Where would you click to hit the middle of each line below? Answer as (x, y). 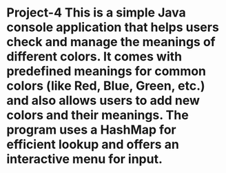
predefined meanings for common (106, 71)
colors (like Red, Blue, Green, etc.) (106, 86)
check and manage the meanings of (111, 42)
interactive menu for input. (85, 159)
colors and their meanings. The (97, 115)
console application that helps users (113, 27)
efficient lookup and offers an (93, 144)
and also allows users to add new (103, 101)
